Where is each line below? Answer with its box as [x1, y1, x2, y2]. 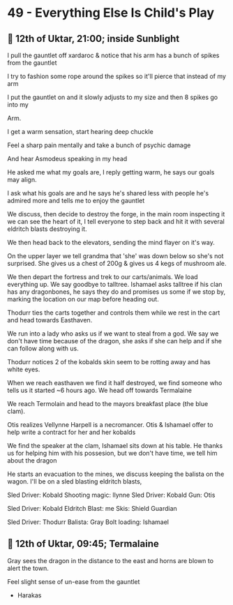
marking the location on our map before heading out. [7, 295, 159, 303]
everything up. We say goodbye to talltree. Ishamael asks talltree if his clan [7, 281, 223, 288]
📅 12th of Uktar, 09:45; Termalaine [7, 538, 159, 550]
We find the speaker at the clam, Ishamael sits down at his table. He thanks [7, 442, 223, 449]
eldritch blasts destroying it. [7, 225, 87, 233]
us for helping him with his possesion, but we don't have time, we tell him [7, 449, 218, 457]
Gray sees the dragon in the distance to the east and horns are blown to [7, 556, 214, 565]
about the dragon [7, 456, 57, 465]
